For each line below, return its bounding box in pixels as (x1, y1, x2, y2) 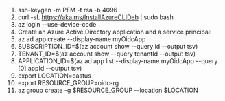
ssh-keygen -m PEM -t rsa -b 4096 (17, 6, 118, 14)
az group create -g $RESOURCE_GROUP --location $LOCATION (17, 86, 198, 94)
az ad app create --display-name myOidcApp (17, 35, 146, 43)
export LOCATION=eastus (17, 71, 92, 80)
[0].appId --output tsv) (17, 65, 82, 72)
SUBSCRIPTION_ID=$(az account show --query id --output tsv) (17, 43, 198, 50)
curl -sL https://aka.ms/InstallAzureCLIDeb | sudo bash (17, 13, 174, 21)
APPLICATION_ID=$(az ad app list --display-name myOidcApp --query (17, 57, 218, 65)
